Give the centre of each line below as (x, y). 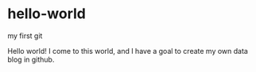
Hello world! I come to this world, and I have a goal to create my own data (128, 51)
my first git (25, 36)
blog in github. (31, 59)
